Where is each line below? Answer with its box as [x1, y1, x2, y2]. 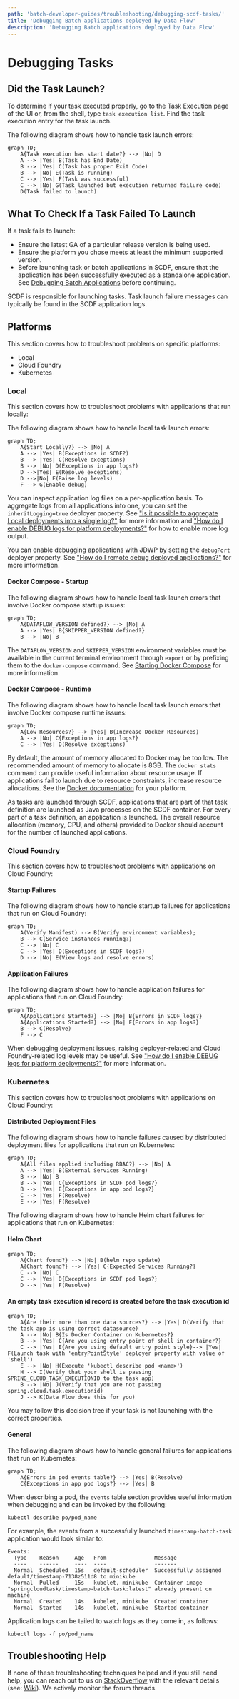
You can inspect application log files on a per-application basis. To [7, 494, 203, 503]
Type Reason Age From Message [14, 1554, 177, 1561]
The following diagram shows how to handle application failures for [7, 985, 205, 994]
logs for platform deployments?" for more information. [7, 1059, 166, 1068]
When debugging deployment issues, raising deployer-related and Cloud [7, 1044, 221, 1053]
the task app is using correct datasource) [7, 1325, 139, 1332]
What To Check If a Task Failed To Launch [7, 208, 196, 220]
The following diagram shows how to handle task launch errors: [7, 131, 194, 139]
